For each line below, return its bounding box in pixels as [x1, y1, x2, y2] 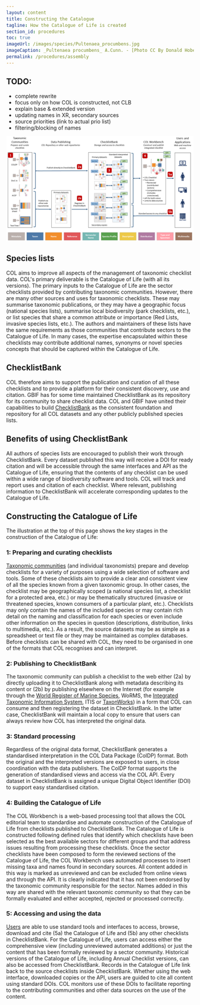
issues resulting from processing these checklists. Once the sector [6, 844, 170, 851]
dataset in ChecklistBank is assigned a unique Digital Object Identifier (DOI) [6, 778, 191, 785]
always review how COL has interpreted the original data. [6, 717, 147, 725]
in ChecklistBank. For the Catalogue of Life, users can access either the [6, 936, 182, 943]
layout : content [6, 10, 46, 16]
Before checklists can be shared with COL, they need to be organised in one [6, 638, 193, 645]
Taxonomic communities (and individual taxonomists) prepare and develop [6, 562, 189, 569]
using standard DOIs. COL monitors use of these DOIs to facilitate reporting [6, 980, 191, 987]
